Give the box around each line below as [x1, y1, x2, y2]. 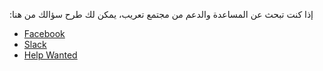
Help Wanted [23, 49, 78, 61]
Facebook [23, 28, 66, 39]
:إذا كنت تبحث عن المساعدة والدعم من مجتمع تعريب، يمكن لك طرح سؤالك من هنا [9, 9, 314, 20]
